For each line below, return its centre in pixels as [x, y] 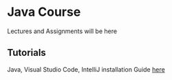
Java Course [44, 12]
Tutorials [26, 53]
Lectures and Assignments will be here [62, 31]
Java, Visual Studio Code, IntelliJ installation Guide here [86, 69]
